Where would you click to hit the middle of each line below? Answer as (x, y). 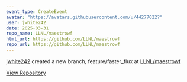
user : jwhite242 (26, 22)
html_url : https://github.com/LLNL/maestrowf (63, 39)
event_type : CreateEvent (37, 12)
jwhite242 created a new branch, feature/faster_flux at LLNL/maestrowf (93, 61)
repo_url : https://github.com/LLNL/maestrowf (63, 45)
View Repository (26, 73)
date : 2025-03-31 (28, 28)
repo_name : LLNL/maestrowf (39, 34)
